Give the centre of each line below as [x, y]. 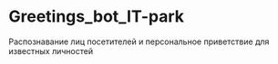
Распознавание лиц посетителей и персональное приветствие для [139, 41]
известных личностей [51, 50]
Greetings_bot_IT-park [96, 17]
